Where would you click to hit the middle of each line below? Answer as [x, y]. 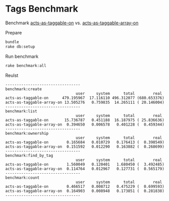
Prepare [13, 32]
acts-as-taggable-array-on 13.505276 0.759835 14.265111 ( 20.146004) [85, 102]
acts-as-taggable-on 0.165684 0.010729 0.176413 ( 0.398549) [85, 142]
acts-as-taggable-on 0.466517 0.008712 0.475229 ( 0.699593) [85, 186]
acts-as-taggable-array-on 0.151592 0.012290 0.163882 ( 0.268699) [85, 147]
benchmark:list [21, 111]
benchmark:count [22, 178]
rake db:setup [20, 47]
